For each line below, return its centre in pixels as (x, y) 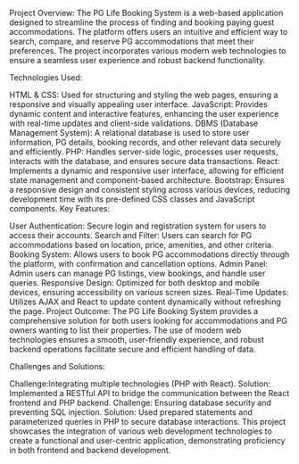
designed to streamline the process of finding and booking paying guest (142, 22)
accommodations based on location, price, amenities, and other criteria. (141, 245)
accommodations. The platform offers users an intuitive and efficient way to (149, 32)
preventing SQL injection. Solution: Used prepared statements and (131, 412)
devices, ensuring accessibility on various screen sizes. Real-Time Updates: (149, 292)
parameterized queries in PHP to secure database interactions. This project (148, 422)
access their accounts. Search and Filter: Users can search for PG (131, 235)
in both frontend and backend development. (90, 450)
